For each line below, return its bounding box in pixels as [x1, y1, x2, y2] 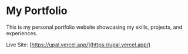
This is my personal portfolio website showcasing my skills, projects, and [6, 23, 183, 31]
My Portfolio [6, 4, 68, 18]
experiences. [6, 29, 38, 36]
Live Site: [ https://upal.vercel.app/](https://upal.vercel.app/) [6, 41, 151, 48]
